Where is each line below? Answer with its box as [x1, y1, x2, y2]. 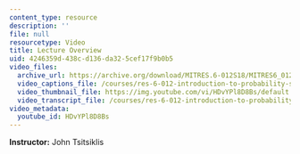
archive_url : [17, 71, 66, 80]
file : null [9, 29, 50, 38]
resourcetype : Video [9, 37, 87, 47]
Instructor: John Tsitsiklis [9, 137, 104, 148]
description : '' [9, 21, 70, 30]
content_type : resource [9, 12, 98, 22]
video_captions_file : [17, 79, 98, 88]
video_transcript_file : [17, 95, 105, 105]
